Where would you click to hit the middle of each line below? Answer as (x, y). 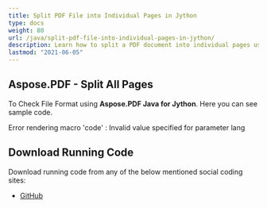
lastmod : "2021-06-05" (46, 52)
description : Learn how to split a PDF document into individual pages (129, 45)
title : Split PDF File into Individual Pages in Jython (103, 15)
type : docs (26, 23)
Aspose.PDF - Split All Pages (81, 85)
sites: (17, 180)
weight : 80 (26, 30)
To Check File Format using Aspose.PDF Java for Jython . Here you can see (133, 103)
